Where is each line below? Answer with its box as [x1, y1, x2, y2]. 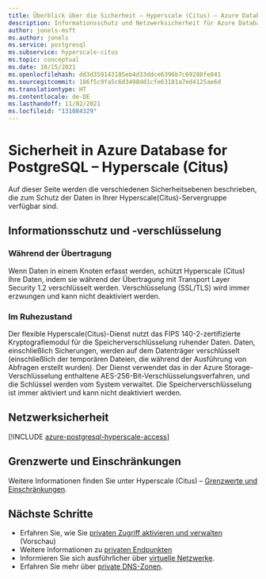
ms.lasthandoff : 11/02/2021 [8, 100, 101, 108]
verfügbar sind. [8, 201, 59, 211]
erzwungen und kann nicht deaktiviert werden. [8, 291, 161, 301]
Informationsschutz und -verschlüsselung [8, 224, 222, 238]
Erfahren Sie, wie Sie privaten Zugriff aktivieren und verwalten [19, 528, 223, 538]
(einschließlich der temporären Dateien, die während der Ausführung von [8, 354, 247, 364]
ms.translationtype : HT [8, 85, 87, 93]
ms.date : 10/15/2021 [8, 63, 77, 71]
